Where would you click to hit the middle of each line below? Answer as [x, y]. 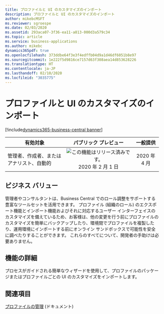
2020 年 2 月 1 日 [98, 167]
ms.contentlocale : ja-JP [30, 69]
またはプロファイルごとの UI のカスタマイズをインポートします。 [74, 277]
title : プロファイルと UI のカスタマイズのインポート [53, 10]
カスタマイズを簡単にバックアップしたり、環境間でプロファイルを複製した [80, 223]
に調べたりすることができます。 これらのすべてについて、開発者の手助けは [80, 235]
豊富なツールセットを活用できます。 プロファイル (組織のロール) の [72, 204]
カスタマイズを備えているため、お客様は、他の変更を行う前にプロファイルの [82, 217]
